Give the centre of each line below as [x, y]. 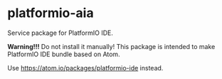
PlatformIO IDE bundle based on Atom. [64, 54]
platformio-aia [51, 13]
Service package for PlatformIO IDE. [60, 33]
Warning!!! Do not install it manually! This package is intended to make [111, 46]
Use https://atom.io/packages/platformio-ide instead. [85, 68]
